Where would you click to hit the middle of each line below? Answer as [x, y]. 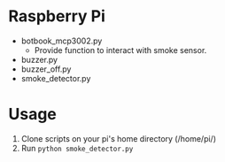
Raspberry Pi [57, 16]
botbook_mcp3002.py [62, 41]
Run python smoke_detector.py [77, 148]
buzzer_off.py [46, 69]
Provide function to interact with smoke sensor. [120, 50]
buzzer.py [39, 59]
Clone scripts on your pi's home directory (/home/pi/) [119, 138]
